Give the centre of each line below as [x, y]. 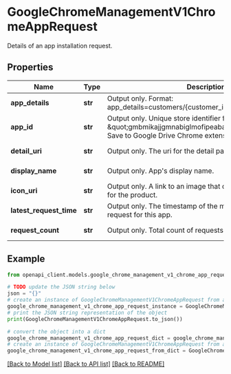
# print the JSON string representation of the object [87, 313]
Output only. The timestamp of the [162, 206]
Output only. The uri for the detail [161, 151]
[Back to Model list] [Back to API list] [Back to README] [86, 364]
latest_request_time [44, 210]
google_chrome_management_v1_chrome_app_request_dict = [89, 338]
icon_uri [24, 190]
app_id [22, 127]
